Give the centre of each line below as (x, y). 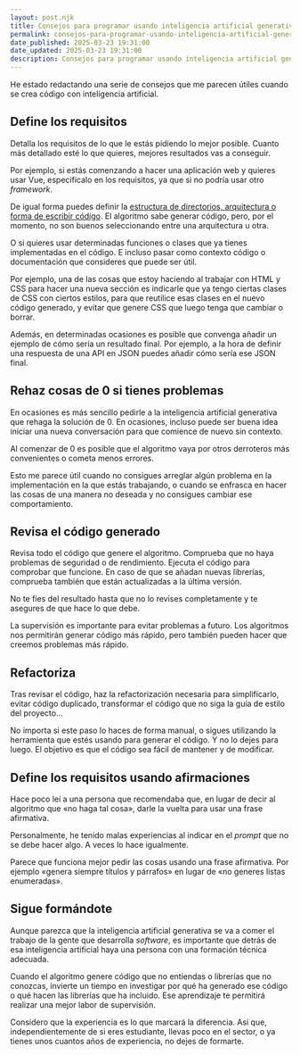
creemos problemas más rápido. (69, 644)
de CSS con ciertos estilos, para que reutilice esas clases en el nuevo (138, 298)
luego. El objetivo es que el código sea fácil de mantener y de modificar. (142, 750)
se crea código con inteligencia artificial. (85, 94)
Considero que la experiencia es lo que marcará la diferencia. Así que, (139, 1022)
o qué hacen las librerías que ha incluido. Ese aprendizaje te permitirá (138, 995)
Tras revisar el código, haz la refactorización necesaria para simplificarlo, (145, 694)
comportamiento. (42, 503)
